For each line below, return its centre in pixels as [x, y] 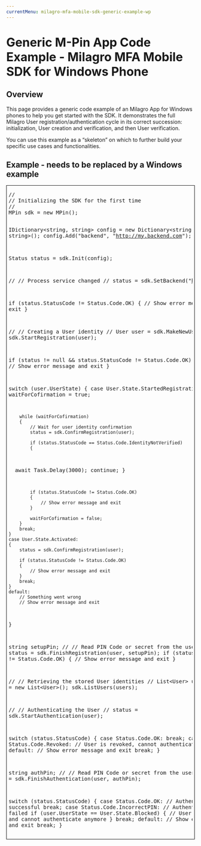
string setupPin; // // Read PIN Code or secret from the [95, 647]
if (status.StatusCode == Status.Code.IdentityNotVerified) [106, 443]
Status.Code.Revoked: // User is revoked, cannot [83, 744]
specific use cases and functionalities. [53, 146]
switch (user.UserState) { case [56, 388]
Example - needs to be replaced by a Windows [94, 165]
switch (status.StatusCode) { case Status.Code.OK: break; [97, 738]
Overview [25, 94]
